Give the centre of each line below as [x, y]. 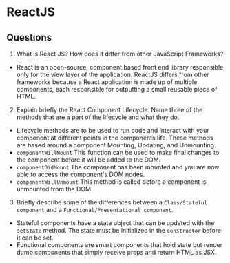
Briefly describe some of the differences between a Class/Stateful [112, 202]
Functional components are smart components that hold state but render [119, 245]
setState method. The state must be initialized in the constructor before [119, 230]
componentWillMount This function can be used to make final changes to [118, 152]
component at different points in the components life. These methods [115, 138]
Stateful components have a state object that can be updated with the [115, 223]
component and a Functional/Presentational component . [95, 210]
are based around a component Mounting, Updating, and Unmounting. [116, 145]
